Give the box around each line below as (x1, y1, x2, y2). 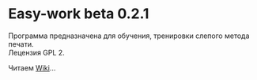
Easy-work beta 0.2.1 (8, 5, 149, 23)
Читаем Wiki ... (8, 63, 56, 72)
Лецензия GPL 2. (8, 48, 65, 57)
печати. (8, 39, 34, 48)
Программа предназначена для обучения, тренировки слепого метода (8, 31, 250, 40)
